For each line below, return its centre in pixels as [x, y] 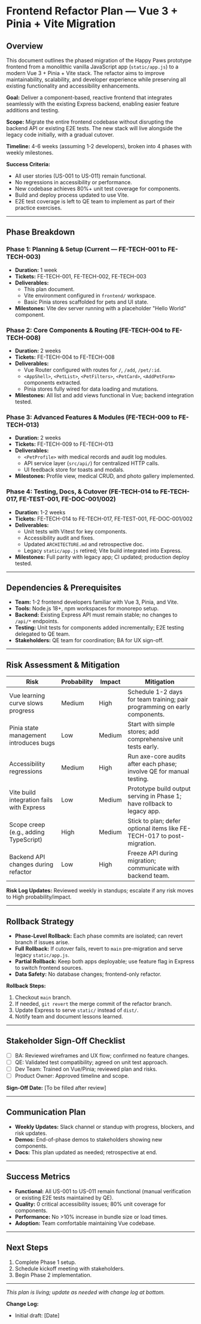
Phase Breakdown [41, 232]
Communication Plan [46, 1112]
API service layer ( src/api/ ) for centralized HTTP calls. [92, 463]
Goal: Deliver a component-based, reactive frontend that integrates [89, 98]
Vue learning [27, 696]
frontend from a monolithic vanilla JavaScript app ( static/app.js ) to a [92, 67]
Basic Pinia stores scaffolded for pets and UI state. [86, 302]
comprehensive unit [156, 739]
